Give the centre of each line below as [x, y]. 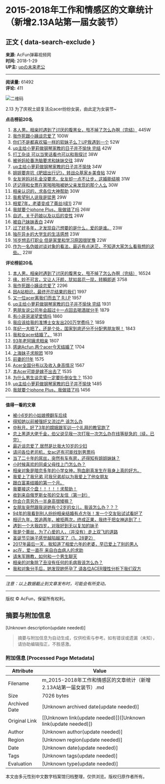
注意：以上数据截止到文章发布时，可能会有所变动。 [57, 584]
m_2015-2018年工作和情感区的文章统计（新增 [96, 680]
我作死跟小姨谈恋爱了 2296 [40, 286]
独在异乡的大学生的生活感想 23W [46, 234]
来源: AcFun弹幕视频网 [28, 55]
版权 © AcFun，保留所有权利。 [37, 599]
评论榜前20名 [19, 263]
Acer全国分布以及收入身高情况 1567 [48, 365]
